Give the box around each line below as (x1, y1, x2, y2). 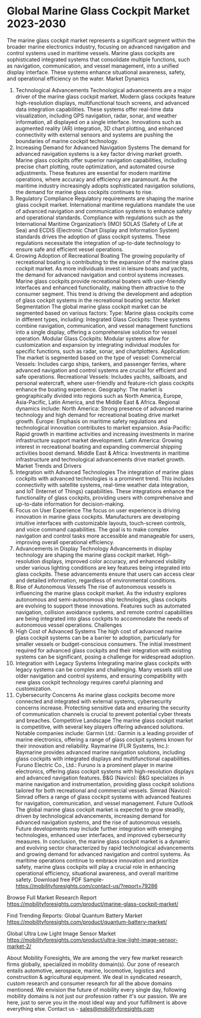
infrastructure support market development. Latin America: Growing (15, 436, 183, 444)
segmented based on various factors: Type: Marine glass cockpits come (15, 309, 194, 316)
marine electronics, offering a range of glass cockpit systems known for (15, 736, 193, 743)
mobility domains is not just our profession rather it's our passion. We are (7, 992, 187, 999)
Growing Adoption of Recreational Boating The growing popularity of (15, 252, 185, 259)
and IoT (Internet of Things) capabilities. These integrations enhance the (15, 487, 194, 495)
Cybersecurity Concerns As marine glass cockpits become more (15, 691, 175, 699)
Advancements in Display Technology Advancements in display (15, 545, 172, 552)
